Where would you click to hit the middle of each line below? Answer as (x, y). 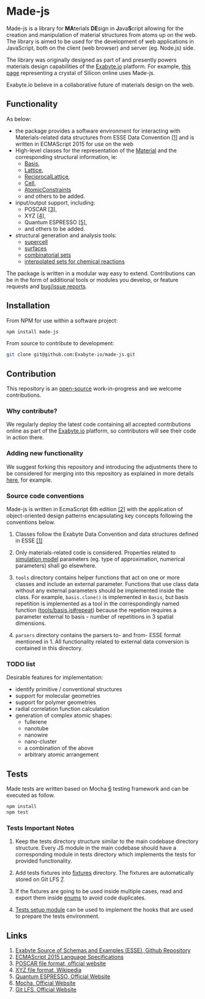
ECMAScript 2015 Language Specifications (69, 957)
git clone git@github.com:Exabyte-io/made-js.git (71, 355)
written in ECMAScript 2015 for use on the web (74, 144)
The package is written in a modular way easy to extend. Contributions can (101, 273)
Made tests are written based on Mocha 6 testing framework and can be (98, 789)
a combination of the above (59, 748)
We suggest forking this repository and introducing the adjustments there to (102, 467)
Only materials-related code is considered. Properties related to (95, 553)
